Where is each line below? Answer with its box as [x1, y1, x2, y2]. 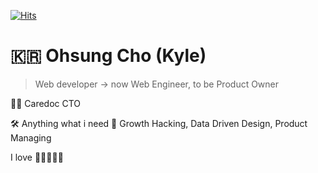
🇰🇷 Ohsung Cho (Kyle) [10, 45, 207, 67]
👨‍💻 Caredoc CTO [10, 97, 82, 109]
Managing [10, 131, 52, 144]
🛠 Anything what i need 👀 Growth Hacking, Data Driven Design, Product [10, 117, 308, 129]
